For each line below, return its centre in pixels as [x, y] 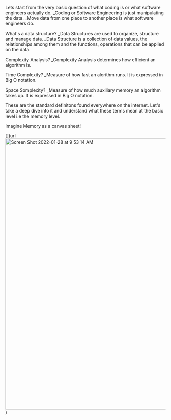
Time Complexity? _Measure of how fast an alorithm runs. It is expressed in [84, 75]
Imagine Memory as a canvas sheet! [43, 126]
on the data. [18, 50]
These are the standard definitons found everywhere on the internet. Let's [83, 105]
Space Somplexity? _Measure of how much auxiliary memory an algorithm [83, 90]
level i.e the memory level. [33, 116]
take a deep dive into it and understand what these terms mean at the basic [84, 111]
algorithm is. [18, 65]
